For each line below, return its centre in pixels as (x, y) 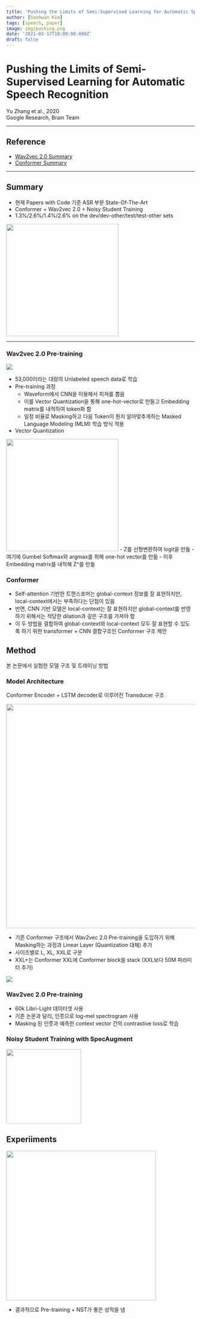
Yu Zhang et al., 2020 (33, 111)
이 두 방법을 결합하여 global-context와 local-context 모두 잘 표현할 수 (97, 624)
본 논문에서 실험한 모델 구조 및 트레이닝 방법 (57, 665)
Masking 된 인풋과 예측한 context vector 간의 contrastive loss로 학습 (97, 1023)
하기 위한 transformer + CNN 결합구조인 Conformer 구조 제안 (94, 631)
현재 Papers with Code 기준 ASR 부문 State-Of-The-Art (81, 202)
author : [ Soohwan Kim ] (34, 17)
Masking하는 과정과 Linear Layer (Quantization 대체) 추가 (83, 945)
